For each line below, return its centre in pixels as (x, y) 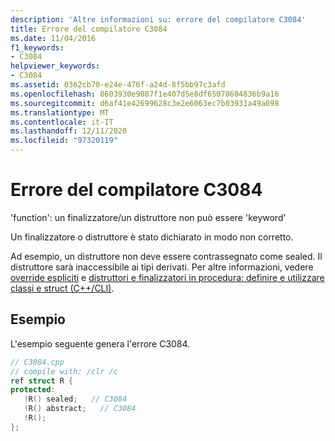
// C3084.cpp (37, 362)
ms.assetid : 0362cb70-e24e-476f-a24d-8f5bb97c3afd (118, 85)
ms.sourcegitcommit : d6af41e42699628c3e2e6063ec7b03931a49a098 (145, 103)
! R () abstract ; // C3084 (80, 409)
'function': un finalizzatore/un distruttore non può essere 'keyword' (148, 217)
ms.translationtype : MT (60, 112)
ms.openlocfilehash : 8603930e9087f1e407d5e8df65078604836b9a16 (145, 94)
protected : (33, 390)
